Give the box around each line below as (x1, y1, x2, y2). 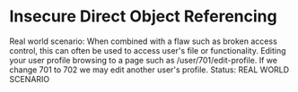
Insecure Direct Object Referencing (9, 6, 277, 27)
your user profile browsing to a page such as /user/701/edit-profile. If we (9, 54, 278, 65)
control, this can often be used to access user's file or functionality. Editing (9, 45, 286, 55)
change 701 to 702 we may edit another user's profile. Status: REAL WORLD (9, 64, 290, 75)
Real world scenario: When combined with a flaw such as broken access (9, 36, 278, 46)
